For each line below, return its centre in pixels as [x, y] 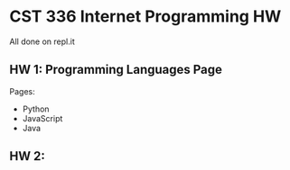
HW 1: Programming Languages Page [116, 70]
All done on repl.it [42, 41]
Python [36, 109]
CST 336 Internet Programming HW [145, 17]
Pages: [22, 91]
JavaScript [42, 118]
